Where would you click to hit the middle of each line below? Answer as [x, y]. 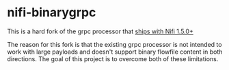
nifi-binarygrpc [52, 13]
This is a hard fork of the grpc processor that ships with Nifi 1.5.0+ [100, 31]
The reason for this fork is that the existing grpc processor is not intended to [114, 44]
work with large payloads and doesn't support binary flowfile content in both [115, 52]
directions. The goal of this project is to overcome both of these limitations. [113, 58]
